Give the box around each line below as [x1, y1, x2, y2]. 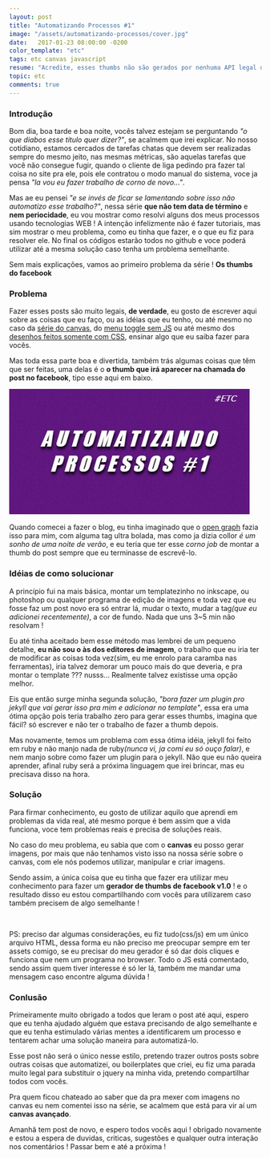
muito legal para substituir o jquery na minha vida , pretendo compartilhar [9, 1068, 250, 1078]
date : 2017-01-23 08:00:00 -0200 [9, 38, 128, 47]
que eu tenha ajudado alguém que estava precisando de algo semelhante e [9, 1018, 257, 1028]
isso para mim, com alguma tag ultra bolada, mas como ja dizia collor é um [9, 531, 256, 541]
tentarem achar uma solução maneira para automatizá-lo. [9, 1035, 199, 1046]
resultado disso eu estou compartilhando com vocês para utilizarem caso [9, 889, 252, 899]
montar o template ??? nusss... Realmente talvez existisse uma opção [9, 670, 238, 679]
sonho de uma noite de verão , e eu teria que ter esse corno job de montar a [9, 540, 260, 549]
